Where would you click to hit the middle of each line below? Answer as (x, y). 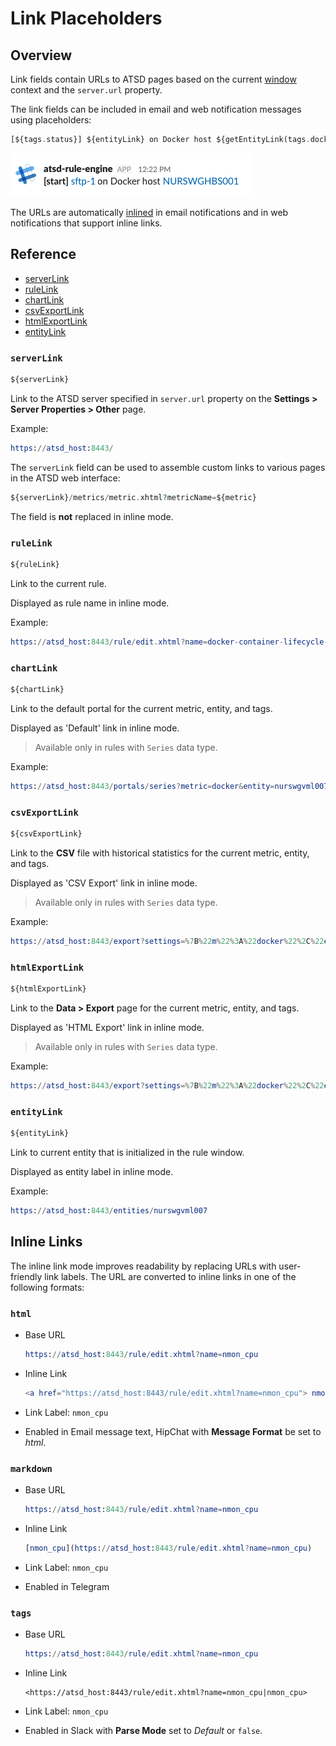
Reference (43, 254)
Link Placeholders (86, 18)
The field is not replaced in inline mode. (92, 516)
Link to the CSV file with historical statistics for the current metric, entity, (160, 853)
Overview (41, 55)
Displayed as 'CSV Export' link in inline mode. (104, 883)
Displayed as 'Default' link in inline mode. (95, 728)
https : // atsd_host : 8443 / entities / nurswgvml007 (109, 1210)
